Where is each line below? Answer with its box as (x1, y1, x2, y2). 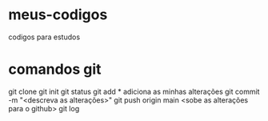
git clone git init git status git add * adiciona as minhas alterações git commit (8, 87, 260, 96)
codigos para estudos (8, 32, 81, 42)
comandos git (8, 60, 102, 79)
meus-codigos (8, 6, 108, 24)
